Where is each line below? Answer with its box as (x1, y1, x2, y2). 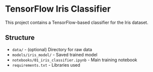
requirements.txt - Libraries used (12, 62, 80, 68)
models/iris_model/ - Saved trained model (12, 52, 97, 57)
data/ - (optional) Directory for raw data (12, 46, 93, 52)
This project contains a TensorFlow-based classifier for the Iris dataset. (5, 19, 149, 25)
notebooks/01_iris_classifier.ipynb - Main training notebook (12, 57, 137, 63)
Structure (5, 34, 35, 42)
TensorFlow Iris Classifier (5, 3, 111, 15)
